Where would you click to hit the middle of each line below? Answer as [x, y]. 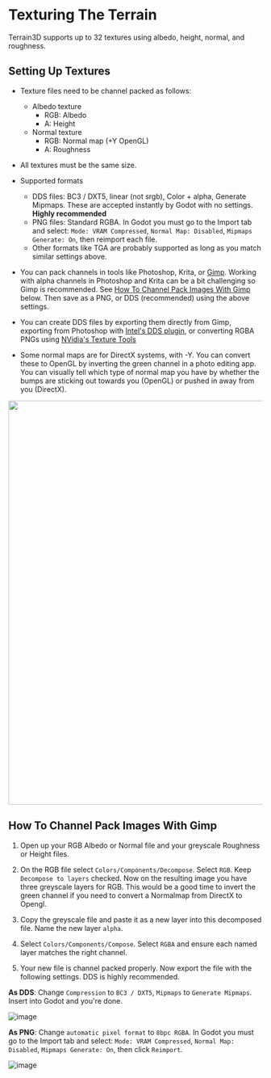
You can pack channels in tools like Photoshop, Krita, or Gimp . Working [138, 272]
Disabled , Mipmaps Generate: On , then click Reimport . [96, 1049]
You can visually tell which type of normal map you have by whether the [140, 372]
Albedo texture [57, 106]
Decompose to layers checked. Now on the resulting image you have [133, 878]
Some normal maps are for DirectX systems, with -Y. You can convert [135, 355]
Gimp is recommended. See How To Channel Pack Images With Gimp [135, 289]
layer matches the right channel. [73, 952]
